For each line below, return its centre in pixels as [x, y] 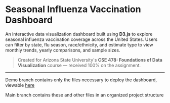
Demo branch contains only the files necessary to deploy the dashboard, [81, 80]
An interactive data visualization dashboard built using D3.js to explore [79, 34]
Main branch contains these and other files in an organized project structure [84, 95]
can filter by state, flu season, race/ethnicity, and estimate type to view [79, 44]
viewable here [20, 85]
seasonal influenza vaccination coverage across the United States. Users [81, 39]
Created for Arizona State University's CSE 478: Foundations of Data [90, 60]
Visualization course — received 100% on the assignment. [79, 65]
